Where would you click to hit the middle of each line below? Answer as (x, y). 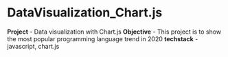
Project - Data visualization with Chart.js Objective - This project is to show (114, 32)
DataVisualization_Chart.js (85, 13)
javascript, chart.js (33, 46)
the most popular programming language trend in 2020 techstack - (103, 38)
